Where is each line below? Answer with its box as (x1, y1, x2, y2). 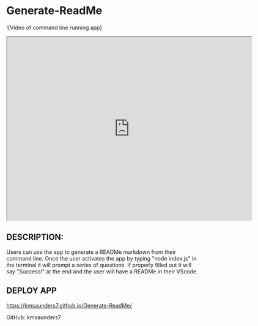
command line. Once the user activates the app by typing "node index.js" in (6, 254, 197, 262)
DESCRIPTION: (6, 232, 64, 242)
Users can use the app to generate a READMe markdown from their (6, 248, 176, 256)
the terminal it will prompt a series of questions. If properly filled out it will (6, 261, 191, 269)
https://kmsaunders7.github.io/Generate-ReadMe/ (6, 302, 133, 309)
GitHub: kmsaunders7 (6, 313, 61, 321)
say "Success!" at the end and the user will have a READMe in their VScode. (6, 267, 198, 275)
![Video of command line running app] (6, 24, 102, 31)
